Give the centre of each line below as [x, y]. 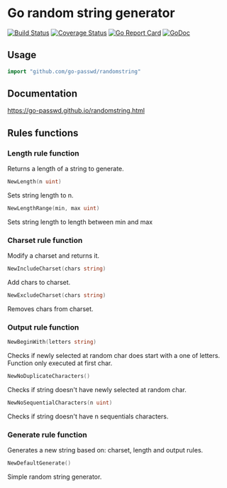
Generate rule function [47, 435]
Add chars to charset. [39, 283]
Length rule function [43, 153]
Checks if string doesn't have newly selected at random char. [97, 389]
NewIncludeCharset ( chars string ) [57, 269]
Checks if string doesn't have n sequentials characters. [88, 416]
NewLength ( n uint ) [34, 182]
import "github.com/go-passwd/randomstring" [74, 71]
